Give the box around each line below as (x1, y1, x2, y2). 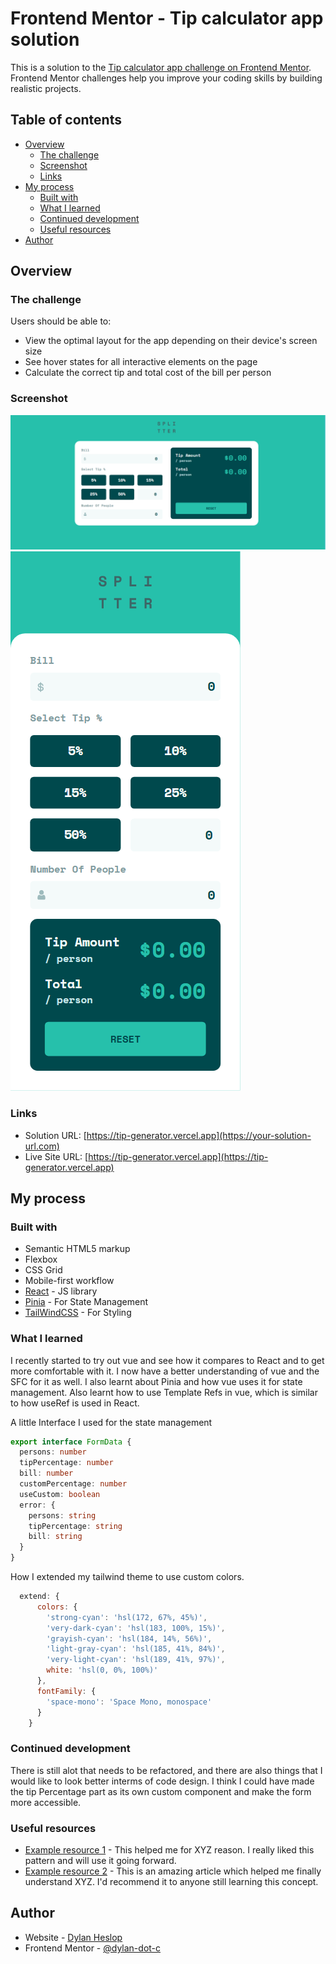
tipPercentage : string (28, 1521, 123, 1531)
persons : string (28, 1510, 97, 1521)
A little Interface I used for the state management (10, 1416, 213, 1428)
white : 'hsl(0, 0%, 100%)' (46, 1665, 159, 1676)
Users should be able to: (10, 315, 112, 327)
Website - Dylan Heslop (24, 1931, 123, 1943)
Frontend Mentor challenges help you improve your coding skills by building (10, 72, 323, 84)
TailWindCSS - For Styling (24, 1307, 132, 1319)
